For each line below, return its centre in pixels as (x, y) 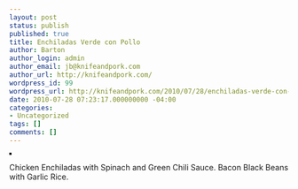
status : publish (39, 26)
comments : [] (33, 132)
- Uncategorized (39, 116)
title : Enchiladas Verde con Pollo (75, 42)
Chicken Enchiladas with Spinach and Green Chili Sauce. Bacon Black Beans (149, 167)
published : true (39, 34)
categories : (31, 108)
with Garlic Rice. (39, 177)
